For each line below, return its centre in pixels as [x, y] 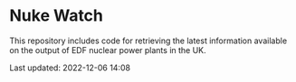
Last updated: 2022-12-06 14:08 [70, 68]
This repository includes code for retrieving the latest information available [148, 41]
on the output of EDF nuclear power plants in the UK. [108, 50]
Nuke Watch [57, 16]
